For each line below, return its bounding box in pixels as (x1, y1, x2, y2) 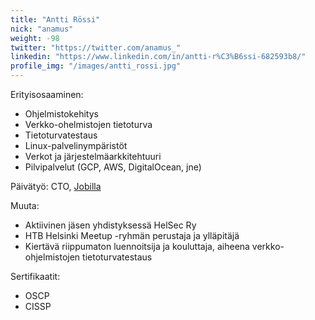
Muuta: (10, 200, 40, 211)
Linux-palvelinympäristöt (24, 140, 128, 151)
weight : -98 (10, 33, 60, 43)
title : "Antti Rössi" (10, 14, 101, 25)
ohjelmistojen (24, 251, 81, 263)
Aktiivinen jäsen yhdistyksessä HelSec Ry (24, 219, 197, 231)
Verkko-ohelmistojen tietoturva (24, 119, 153, 130)
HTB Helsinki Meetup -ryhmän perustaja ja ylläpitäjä (24, 230, 240, 241)
